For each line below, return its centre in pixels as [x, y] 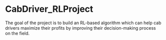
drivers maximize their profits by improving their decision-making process [81, 28]
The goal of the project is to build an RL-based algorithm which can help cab [83, 23]
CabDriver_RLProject [49, 9]
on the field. [17, 33]
